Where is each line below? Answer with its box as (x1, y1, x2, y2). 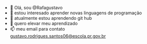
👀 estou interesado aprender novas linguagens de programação (10, 10, 142, 16)
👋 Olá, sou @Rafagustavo (10, 5, 63, 10)
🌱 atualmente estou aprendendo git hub (10, 15, 92, 21)
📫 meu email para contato (10, 26, 65, 32)
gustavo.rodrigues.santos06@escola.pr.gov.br (10, 33, 106, 39)
